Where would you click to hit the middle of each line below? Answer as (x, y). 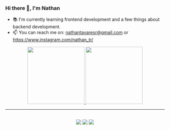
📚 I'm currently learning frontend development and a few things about (86, 19)
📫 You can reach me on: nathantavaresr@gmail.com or (70, 32)
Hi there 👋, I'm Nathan (33, 8)
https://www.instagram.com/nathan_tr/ (53, 40)
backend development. (36, 27)
